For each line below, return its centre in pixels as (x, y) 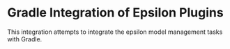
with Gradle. (25, 39)
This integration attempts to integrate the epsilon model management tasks (115, 32)
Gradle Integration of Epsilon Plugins (116, 13)
